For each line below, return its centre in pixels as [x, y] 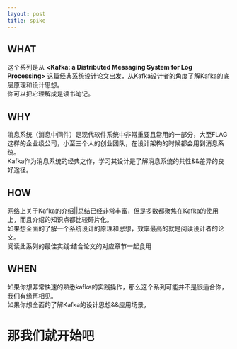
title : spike [27, 21]
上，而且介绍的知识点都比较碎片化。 [60, 219]
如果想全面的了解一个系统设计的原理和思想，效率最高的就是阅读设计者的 [112, 228]
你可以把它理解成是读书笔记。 [51, 94]
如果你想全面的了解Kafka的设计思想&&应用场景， [79, 304]
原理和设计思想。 [38, 85]
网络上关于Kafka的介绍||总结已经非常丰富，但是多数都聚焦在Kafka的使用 [113, 211]
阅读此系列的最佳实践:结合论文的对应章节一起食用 [80, 246]
